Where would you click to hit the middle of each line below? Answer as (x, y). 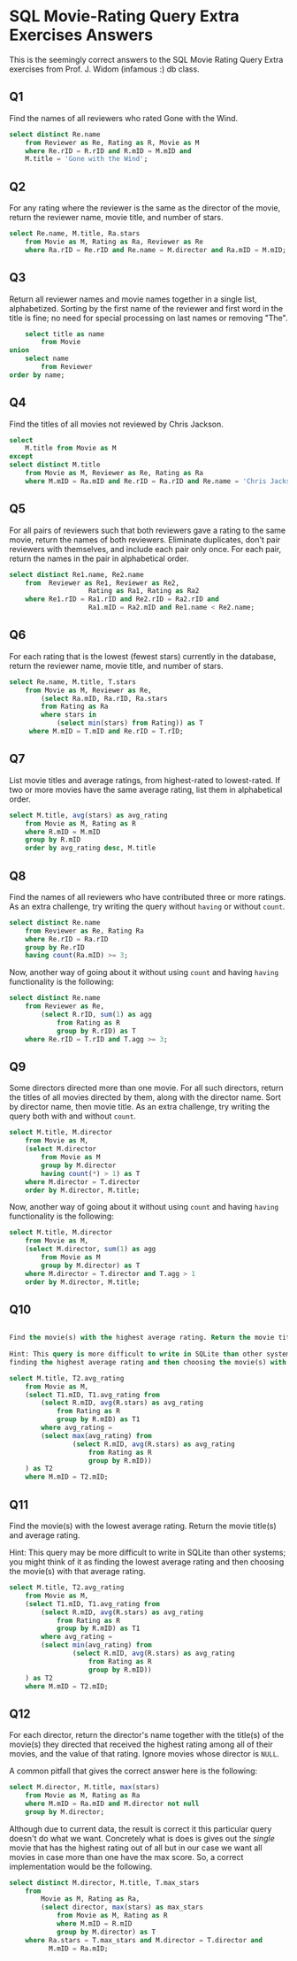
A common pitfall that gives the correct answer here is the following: (133, 1771)
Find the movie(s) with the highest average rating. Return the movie (142, 1338)
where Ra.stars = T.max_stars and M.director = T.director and (144, 1940)
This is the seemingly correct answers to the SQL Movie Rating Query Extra (146, 59)
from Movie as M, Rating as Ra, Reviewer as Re (114, 242)
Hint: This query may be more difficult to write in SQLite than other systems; (148, 1552)
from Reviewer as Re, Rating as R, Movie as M (112, 142)
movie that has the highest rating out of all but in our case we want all (136, 1848)
